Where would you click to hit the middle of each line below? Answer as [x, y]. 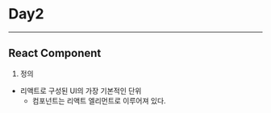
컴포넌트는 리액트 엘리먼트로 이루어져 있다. [99, 100]
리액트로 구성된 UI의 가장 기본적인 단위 [81, 91]
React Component [55, 53]
